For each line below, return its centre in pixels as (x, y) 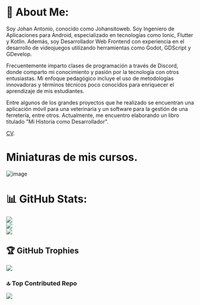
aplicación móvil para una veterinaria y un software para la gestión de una (97, 109)
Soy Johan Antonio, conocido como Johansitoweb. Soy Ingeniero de (90, 29)
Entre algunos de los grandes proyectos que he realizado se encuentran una (100, 102)
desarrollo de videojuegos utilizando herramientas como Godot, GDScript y (99, 48)
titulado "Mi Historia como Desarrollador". (57, 121)
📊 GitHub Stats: (47, 199)
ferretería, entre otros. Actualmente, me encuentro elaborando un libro (93, 115)
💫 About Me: (38, 12)
